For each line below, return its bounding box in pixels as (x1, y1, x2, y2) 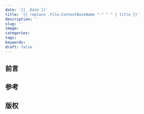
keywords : (5, 40, 26, 45)
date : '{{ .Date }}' (5, 7, 48, 12)
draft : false (5, 44, 32, 49)
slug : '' (5, 21, 23, 26)
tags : (5, 35, 16, 40)
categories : (5, 30, 30, 35)
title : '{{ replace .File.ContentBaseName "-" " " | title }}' (5, 12, 140, 17)
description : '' (5, 16, 39, 21)
